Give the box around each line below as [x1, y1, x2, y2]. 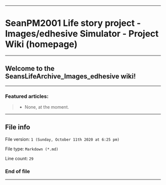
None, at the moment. [24, 104, 69, 110]
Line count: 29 [5, 155, 34, 161]
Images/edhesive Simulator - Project [5, 28, 159, 40]
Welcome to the [5, 64, 55, 73]
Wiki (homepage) [5, 39, 78, 50]
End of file [5, 168, 30, 175]
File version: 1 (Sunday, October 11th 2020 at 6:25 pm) [5, 136, 120, 142]
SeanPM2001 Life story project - [5, 18, 141, 29]
